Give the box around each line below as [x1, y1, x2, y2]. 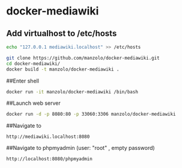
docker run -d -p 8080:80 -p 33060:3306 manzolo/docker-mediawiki [6, 111, 176, 117]
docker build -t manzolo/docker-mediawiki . [6, 66, 120, 72]
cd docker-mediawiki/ [6, 60, 61, 67]
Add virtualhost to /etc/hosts [6, 28, 117, 39]
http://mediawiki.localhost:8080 [6, 134, 90, 140]
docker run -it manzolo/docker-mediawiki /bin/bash [6, 89, 138, 95]
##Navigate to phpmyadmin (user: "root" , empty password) [6, 145, 155, 152]
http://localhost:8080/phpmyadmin [6, 156, 93, 162]
